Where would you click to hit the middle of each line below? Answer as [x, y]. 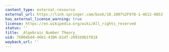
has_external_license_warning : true [44, 19]
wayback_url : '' [22, 42]
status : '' [17, 28]
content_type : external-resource [40, 10]
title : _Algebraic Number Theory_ [41, 33]
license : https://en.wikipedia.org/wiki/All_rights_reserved [71, 24]
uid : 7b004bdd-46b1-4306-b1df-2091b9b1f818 [52, 38]
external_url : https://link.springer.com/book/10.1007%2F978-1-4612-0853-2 [86, 14]
